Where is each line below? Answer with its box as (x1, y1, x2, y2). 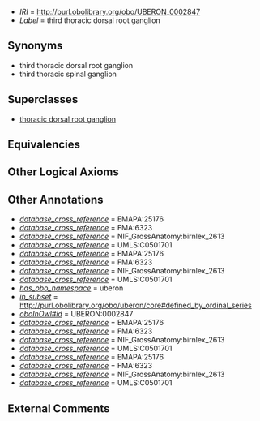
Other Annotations (7, 192, 104, 206)
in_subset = (19, 292, 58, 302)
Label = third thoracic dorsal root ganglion (19, 15, 160, 25)
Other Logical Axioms (7, 165, 119, 179)
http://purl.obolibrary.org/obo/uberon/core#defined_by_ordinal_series (19, 300, 252, 311)
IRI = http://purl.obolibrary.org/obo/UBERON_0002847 (19, 7, 201, 16)
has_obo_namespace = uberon (19, 283, 124, 293)
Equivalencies (7, 138, 80, 152)
